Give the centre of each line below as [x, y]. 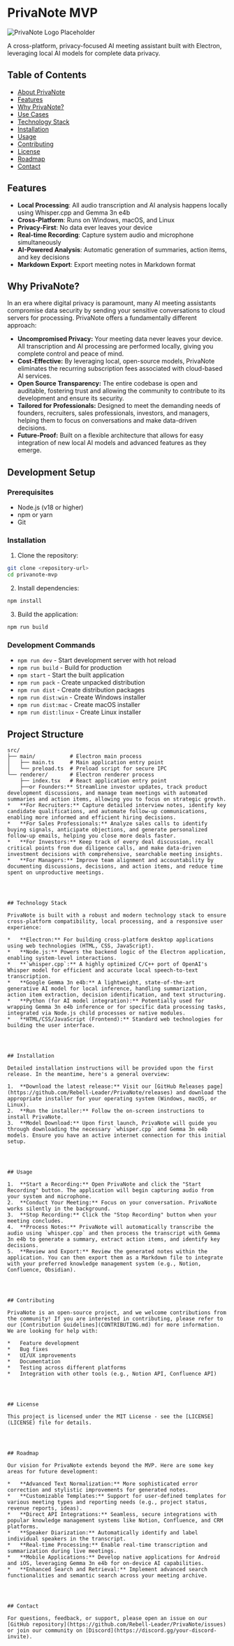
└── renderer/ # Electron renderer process [81, 774]
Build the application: [47, 614]
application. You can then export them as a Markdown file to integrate [115, 1258]
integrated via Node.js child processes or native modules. [97, 1013]
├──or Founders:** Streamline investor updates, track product [114, 787]
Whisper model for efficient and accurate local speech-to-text [103, 970]
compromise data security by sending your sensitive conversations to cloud [116, 311]
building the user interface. [51, 1025]
